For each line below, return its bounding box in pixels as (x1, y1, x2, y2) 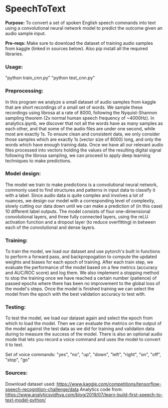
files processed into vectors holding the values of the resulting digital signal (5, 147, 161, 153)
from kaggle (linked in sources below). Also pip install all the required (5, 45, 148, 51)
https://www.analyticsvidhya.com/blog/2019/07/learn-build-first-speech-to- (5, 391, 163, 397)
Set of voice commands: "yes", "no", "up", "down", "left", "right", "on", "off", (5, 352, 161, 358)
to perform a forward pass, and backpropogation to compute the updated (5, 254, 157, 260)
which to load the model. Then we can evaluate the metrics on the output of (5, 320, 162, 327)
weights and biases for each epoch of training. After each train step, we (5, 259, 153, 265)
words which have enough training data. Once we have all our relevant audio (5, 141, 163, 147)
